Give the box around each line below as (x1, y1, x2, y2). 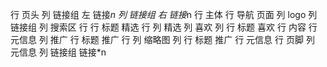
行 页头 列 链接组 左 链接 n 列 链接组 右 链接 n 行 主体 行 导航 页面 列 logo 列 (10, 9, 318, 20)
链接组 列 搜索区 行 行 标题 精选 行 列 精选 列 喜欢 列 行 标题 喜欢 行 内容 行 (10, 21, 318, 33)
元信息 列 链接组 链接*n (10, 46, 107, 58)
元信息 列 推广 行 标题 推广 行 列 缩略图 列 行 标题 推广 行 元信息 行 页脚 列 (10, 34, 315, 45)
